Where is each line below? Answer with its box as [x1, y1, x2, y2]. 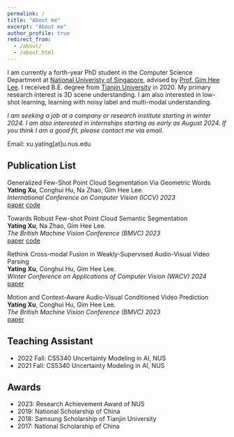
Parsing [7, 257, 29, 266]
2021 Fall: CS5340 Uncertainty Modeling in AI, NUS [17, 361, 165, 369]
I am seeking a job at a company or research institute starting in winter [7, 111, 211, 119]
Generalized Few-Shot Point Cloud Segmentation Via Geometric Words [7, 178, 211, 187]
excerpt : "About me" [7, 23, 68, 30]
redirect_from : [7, 36, 52, 43]
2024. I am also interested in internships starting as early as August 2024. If [7, 118, 226, 127]
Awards [7, 381, 42, 393]
